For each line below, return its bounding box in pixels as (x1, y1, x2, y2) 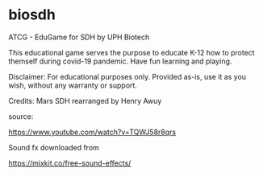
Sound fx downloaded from (8, 142, 99, 152)
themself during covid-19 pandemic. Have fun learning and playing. (8, 56, 232, 66)
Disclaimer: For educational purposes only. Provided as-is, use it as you (8, 72, 247, 81)
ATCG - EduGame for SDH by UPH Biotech (8, 32, 150, 42)
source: (8, 111, 34, 121)
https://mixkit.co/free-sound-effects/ (8, 158, 131, 168)
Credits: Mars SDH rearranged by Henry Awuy (8, 96, 162, 105)
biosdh (8, 6, 56, 24)
